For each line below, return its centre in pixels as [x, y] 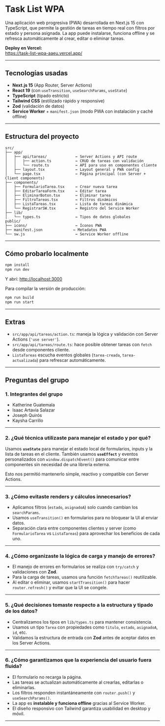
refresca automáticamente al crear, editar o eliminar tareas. [65, 38]
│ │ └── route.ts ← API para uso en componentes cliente [81, 165]
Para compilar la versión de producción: [45, 288]
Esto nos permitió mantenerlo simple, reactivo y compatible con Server [77, 474]
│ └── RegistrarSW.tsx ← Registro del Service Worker [72, 208]
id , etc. [19, 632]
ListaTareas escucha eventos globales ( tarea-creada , [67, 355]
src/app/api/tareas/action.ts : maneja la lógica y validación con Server [85, 334]
